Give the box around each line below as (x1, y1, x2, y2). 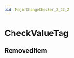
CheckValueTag (4, 27, 69, 38)
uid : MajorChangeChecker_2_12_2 (4, 7, 69, 12)
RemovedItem (4, 46, 48, 55)
